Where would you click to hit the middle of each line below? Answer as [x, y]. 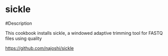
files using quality [23, 38]
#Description [19, 23]
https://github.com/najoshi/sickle [40, 48]
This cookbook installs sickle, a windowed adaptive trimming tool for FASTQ [84, 33]
